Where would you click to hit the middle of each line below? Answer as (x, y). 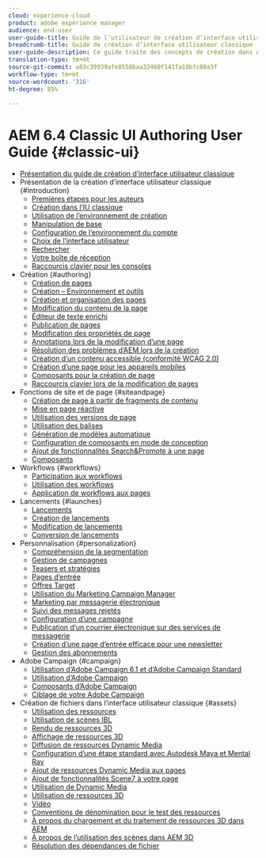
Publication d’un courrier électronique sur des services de (126, 627)
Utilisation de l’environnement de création (99, 216)
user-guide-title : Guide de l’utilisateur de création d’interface (122, 38)
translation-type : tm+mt (49, 60)
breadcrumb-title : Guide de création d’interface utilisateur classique (131, 45)
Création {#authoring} (55, 274)
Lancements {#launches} (61, 501)
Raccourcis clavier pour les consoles (91, 266)
